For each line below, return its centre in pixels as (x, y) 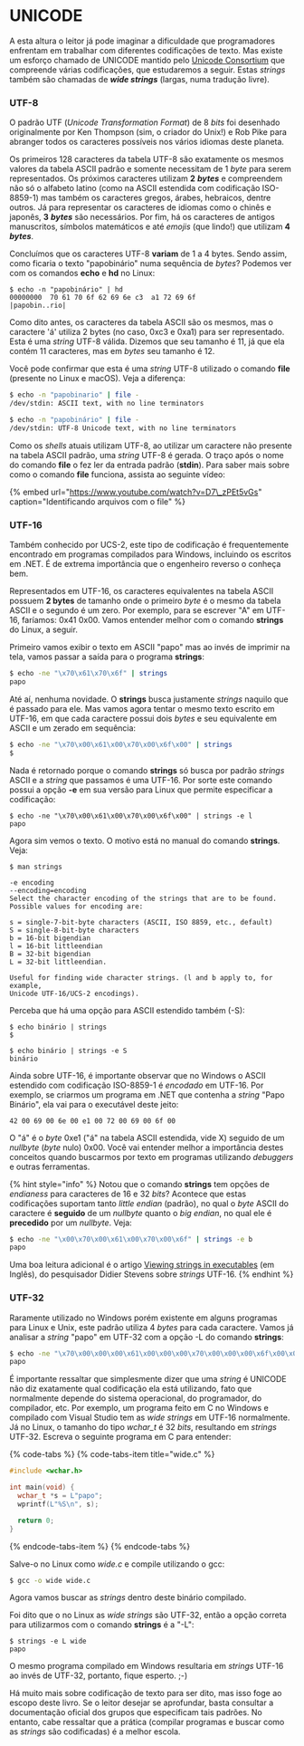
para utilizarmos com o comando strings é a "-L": (102, 1625)
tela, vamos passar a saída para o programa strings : (107, 657)
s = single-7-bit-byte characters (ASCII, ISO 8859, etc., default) (141, 922)
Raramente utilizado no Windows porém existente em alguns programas (143, 1318)
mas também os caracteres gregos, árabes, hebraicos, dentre (156, 198)
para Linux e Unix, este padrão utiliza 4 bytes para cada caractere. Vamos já (152, 1327)
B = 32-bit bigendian (50, 954)
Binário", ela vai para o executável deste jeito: (94, 1104)
